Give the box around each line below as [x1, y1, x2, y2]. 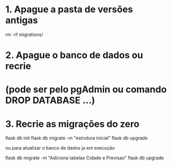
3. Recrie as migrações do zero [5, 118, 140, 130]
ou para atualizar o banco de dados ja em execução [5, 145, 115, 151]
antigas [5, 14, 39, 26]
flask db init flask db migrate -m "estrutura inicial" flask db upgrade [5, 135, 148, 141]
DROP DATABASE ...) [5, 95, 95, 106]
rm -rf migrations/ [5, 31, 44, 37]
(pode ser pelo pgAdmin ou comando [5, 84, 167, 95]
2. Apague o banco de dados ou [5, 50, 143, 61]
